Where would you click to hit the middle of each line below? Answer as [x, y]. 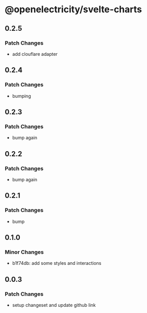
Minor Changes [24, 252]
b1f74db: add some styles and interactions [57, 263]
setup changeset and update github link [54, 305]
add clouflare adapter [35, 54]
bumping [21, 96]
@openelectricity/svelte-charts [73, 9]
